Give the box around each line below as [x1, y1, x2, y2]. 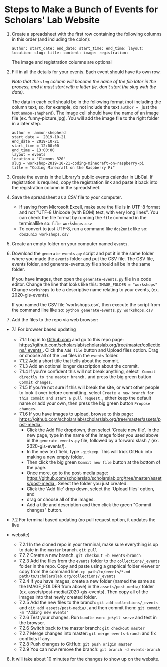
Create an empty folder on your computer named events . [11, 240, 129, 247]
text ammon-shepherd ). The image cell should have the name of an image [11, 109, 159, 116]
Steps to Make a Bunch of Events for [4, 4, 158, 15]
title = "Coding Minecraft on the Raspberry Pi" [11, 165, 115, 170]
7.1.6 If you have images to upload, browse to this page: [19, 411, 133, 417]
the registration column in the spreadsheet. [11, 184, 101, 190]
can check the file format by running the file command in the [19, 214, 147, 220]
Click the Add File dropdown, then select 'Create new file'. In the [26, 427, 159, 433]
